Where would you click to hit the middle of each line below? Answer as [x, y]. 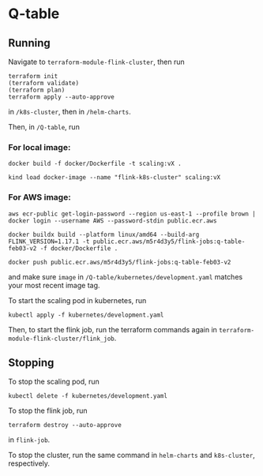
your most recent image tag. [54, 285]
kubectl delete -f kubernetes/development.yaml [88, 396]
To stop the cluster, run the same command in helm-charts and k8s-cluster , [131, 455]
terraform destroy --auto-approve [65, 425]
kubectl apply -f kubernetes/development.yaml [86, 315]
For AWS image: [39, 197]
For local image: [39, 147]
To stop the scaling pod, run [54, 382]
